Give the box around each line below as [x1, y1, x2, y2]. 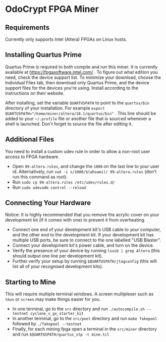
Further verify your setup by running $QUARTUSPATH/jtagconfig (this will [12, 258, 157, 264]
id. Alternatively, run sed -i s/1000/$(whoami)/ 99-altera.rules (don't [12, 169, 157, 174]
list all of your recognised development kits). [12, 264, 103, 270]
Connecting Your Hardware [5, 199, 91, 207]
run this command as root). [12, 173, 68, 179]
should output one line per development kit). [12, 253, 103, 259]
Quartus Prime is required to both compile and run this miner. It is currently [5, 63, 158, 70]
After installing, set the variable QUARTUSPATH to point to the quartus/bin [5, 100, 150, 106]
